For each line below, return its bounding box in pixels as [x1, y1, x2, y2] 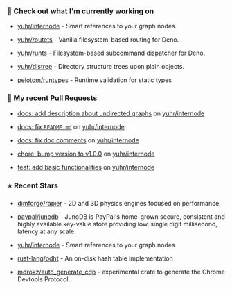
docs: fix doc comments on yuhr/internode [17, 135, 140, 144]
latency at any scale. [17, 227, 76, 236]
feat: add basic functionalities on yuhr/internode [17, 163, 155, 171]
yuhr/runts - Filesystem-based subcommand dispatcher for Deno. [17, 49, 206, 58]
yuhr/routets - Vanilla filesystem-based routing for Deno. [17, 35, 179, 44]
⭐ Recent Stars [7, 181, 59, 190]
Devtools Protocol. [17, 274, 71, 283]
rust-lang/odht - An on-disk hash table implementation [17, 254, 173, 263]
